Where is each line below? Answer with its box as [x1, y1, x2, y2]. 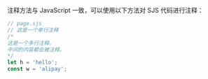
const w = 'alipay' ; [7, 66, 68, 73]
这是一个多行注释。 [7, 39, 55, 47]
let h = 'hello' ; [7, 59, 58, 66]
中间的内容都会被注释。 [7, 46, 65, 53]
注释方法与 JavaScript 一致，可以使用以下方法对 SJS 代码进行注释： [7, 6, 204, 14]
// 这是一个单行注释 [7, 27, 59, 34]
